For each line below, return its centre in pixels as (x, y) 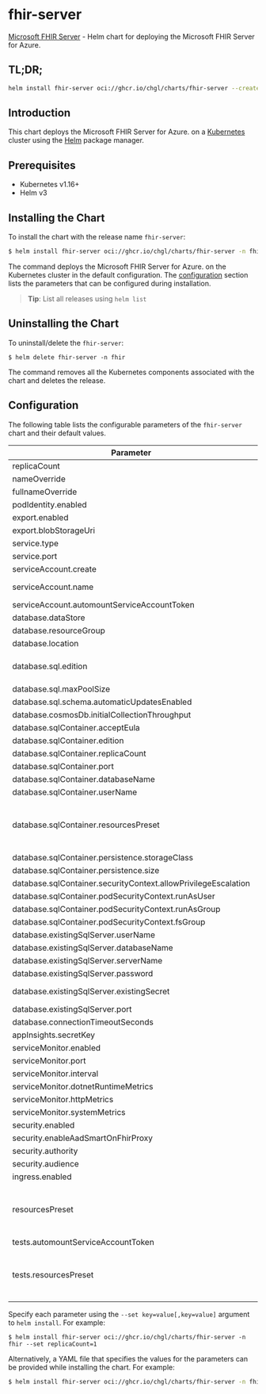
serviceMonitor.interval (55, 1074)
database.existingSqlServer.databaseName (93, 948)
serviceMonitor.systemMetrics (69, 1112)
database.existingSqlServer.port (72, 1009)
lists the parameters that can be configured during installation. (110, 283)
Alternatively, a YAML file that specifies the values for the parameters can (128, 1358)
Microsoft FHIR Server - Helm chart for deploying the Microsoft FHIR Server (131, 36)
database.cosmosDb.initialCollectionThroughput (102, 714)
